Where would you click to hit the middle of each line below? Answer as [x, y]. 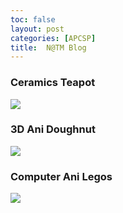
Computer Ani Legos [61, 176]
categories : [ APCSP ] [53, 38]
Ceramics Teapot [53, 83]
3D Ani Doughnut [53, 129]
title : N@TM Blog [48, 47]
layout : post [37, 29]
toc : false [33, 19]
